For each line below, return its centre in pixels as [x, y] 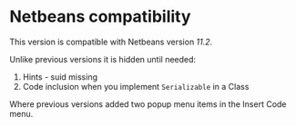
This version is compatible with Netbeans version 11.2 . [111, 42]
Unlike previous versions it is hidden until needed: [103, 59]
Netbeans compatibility [100, 17]
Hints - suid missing [60, 77]
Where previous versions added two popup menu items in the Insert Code [148, 104]
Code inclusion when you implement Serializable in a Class [136, 86]
